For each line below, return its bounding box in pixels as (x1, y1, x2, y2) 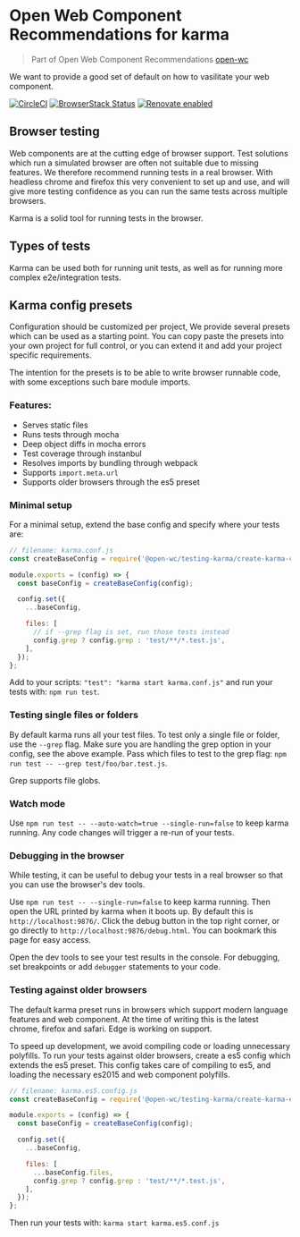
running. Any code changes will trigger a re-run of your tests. (9, 827, 235, 838)
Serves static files (21, 419, 88, 430)
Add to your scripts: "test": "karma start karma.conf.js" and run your (9, 677, 274, 688)
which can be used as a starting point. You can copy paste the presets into (9, 331, 284, 342)
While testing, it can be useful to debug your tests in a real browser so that (9, 869, 284, 881)
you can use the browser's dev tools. (9, 879, 146, 890)
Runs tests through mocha (21, 428, 120, 439)
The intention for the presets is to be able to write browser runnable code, (9, 368, 281, 378)
